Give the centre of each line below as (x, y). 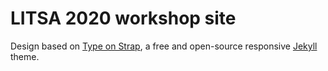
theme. (25, 56)
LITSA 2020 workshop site (123, 18)
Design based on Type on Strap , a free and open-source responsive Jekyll (164, 46)
